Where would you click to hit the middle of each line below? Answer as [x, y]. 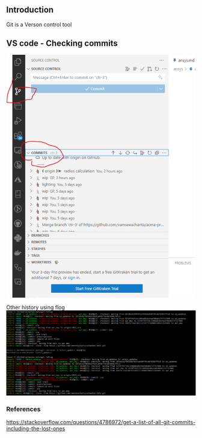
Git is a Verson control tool [39, 24]
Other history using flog [35, 307]
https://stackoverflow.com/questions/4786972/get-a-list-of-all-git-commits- [101, 422]
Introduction [30, 10]
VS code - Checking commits [62, 44]
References [23, 409]
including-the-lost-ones [36, 429]
